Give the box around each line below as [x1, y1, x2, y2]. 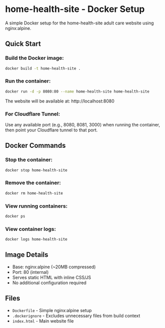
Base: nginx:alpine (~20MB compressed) [12, 264, 96, 270]
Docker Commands [5, 141, 66, 150]
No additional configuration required [12, 280, 87, 286]
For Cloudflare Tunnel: [5, 110, 60, 117]
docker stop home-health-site [5, 168, 68, 173]
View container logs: [5, 225, 56, 232]
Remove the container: [5, 179, 61, 186]
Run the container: [5, 78, 51, 85]
